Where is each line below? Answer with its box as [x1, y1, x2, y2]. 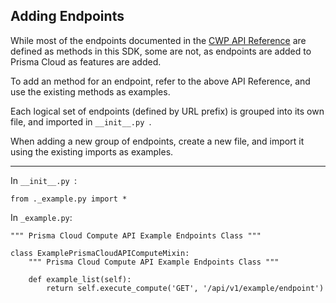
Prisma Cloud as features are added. [10, 55, 162, 68]
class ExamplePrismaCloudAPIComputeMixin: [10, 248, 190, 258]
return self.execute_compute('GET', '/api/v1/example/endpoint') [46, 283, 325, 293]
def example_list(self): [28, 274, 132, 284]
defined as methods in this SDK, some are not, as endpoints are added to [10, 45, 312, 57]
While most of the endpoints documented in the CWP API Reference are [10, 34, 307, 46]
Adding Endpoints [10, 8, 125, 25]
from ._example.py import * [10, 194, 128, 204]
